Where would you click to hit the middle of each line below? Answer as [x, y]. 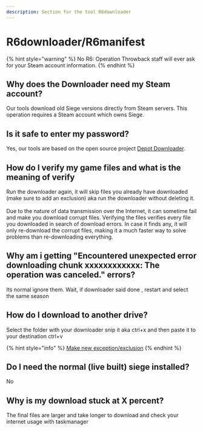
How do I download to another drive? [77, 315]
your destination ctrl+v [35, 336]
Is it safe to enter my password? [68, 134]
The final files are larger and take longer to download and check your [92, 415]
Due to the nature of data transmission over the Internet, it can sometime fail [101, 211]
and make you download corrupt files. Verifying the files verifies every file [98, 217]
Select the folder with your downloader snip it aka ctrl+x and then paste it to [101, 330]
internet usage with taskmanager [48, 422]
